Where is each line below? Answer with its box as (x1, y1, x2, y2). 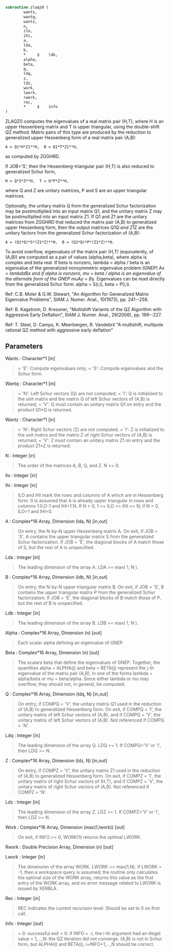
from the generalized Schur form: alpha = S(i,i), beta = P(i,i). (5, 281, 131, 288)
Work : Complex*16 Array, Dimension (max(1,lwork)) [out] (5, 824, 125, 830)
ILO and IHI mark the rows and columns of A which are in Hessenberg (17, 492, 164, 498)
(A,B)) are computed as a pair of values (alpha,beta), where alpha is (5, 254, 147, 260)
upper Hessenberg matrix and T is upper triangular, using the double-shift (5, 124, 160, 130)
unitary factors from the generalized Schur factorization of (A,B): (5, 230, 141, 236)
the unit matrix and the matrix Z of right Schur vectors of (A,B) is (17, 431, 152, 438)
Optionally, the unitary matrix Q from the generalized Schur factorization (5, 203, 156, 209)
